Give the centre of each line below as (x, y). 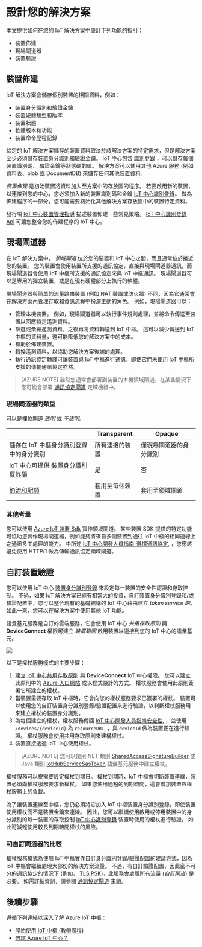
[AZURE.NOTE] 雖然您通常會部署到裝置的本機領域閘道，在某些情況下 (106, 379)
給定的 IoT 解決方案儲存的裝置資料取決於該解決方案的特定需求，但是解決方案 (101, 150)
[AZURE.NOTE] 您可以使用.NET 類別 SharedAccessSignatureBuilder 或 (108, 756)
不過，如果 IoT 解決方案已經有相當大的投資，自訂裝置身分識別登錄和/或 (106, 595)
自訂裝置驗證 (30, 572)
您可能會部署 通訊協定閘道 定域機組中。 (70, 387)
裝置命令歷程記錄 (36, 138)
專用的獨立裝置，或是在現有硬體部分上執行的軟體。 (80, 281)
